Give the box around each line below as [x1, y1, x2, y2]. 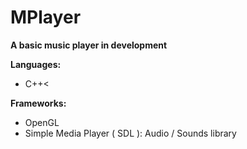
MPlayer [10, 6, 82, 29]
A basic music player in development [10, 39, 168, 51]
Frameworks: [10, 97, 67, 109]
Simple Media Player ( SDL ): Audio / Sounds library [24, 127, 237, 139]
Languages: [10, 58, 62, 70]
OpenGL [24, 116, 60, 128]
